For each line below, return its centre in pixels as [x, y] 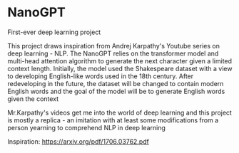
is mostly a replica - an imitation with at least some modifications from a [113, 120]
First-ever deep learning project [54, 32]
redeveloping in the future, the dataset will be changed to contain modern [116, 83]
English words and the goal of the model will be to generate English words [116, 91]
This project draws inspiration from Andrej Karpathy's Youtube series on [113, 46]
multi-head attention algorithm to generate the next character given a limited [120, 60]
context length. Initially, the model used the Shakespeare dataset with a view [120, 68]
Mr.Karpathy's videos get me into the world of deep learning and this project [119, 112]
